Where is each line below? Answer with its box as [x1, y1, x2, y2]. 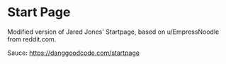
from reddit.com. [7, 34, 57, 43]
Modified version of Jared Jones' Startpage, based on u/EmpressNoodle [7, 27, 220, 36]
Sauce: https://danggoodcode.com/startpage [7, 49, 140, 57]
